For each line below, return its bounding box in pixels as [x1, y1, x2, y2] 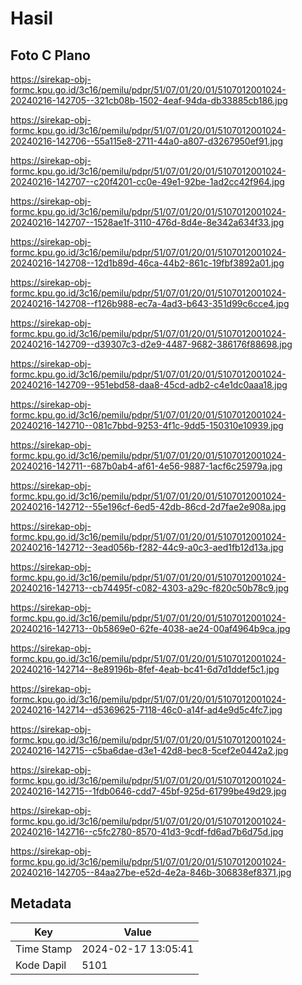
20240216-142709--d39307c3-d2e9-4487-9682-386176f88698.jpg [10, 338, 293, 350]
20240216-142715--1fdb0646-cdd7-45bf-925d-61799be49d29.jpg [10, 785, 287, 797]
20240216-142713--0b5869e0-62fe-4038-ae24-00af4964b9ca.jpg [10, 623, 291, 634]
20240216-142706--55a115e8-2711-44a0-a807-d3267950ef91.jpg [10, 135, 283, 147]
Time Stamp [15, 942, 73, 956]
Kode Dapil [15, 958, 67, 972]
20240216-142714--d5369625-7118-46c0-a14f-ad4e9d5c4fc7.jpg [10, 704, 283, 716]
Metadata [10, 895, 72, 912]
